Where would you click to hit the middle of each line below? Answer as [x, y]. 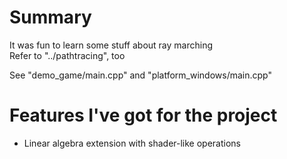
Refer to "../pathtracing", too [67, 55]
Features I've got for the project [143, 115]
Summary [50, 17]
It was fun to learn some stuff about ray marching [111, 45]
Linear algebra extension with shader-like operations [132, 143]
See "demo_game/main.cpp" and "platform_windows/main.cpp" [141, 75]
